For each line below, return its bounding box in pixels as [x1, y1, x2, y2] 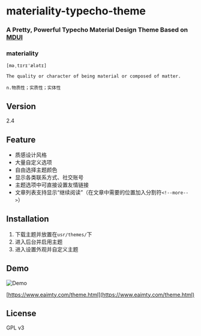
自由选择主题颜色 [14, 166, 58, 173]
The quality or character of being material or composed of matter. [6, 73, 181, 79]
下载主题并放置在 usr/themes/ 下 [14, 230, 92, 238]
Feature [6, 134, 36, 145]
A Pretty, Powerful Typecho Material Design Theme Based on [6, 26, 188, 34]
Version [6, 101, 36, 112]
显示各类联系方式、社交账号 [14, 174, 84, 181]
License [6, 308, 37, 319]
